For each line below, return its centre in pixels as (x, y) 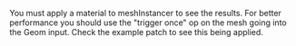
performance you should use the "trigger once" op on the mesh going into (148, 23)
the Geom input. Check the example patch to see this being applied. (136, 32)
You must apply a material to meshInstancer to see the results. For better (145, 13)
